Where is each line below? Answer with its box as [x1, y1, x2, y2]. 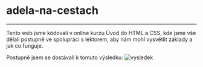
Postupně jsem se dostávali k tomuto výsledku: [6, 54, 124, 61]
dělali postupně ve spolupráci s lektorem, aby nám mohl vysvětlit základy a [6, 36, 193, 43]
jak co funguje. [6, 42, 43, 49]
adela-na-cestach [6, 4, 98, 18]
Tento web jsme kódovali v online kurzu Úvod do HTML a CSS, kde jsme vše [6, 29, 196, 36]
